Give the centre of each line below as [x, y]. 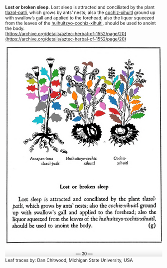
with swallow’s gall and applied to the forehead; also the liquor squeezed [80, 18]
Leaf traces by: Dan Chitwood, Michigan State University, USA [69, 260]
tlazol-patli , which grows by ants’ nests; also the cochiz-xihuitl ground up [80, 12]
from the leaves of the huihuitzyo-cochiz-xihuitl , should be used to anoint [81, 23]
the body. [15, 28]
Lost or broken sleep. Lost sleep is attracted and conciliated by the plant [80, 7]
